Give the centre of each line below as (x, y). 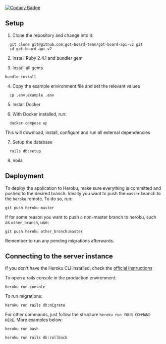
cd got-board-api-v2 (31, 49)
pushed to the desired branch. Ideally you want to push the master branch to (83, 193)
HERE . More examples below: (34, 320)
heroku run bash (22, 329)
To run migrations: (24, 296)
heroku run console (25, 287)
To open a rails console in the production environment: (61, 278)
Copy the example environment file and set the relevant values (76, 86)
